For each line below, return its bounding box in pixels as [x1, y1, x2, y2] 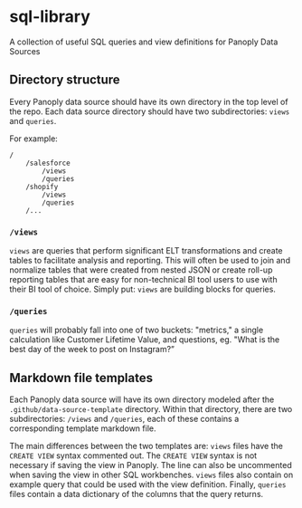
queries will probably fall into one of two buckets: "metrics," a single [9, 324, 264, 336]
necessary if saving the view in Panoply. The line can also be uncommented [9, 460, 292, 471]
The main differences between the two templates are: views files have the [9, 441, 283, 452]
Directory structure [9, 72, 120, 88]
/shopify [25, 182, 59, 191]
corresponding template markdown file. [9, 423, 156, 434]
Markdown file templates [9, 369, 154, 386]
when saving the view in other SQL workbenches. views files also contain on [9, 469, 294, 481]
